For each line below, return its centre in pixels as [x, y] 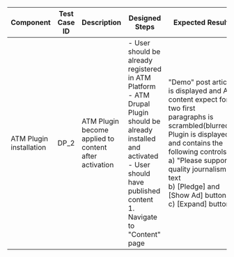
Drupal [139, 104]
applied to [98, 139]
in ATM [139, 78]
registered [145, 69]
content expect [193, 99]
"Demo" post [189, 82]
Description [102, 22]
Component [31, 22]
